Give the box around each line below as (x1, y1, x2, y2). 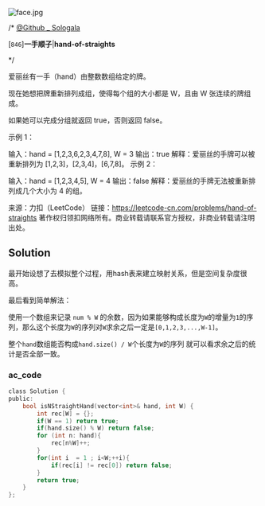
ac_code (8, 369, 42, 380)
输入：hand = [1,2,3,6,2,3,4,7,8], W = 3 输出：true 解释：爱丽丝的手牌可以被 (8, 150, 255, 158)
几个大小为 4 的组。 (21, 186, 87, 195)
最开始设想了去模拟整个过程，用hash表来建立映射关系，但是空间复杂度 (8, 268, 240, 278)
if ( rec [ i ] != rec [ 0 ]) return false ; (50, 461, 173, 469)
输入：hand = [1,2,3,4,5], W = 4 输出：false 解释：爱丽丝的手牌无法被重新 (8, 176, 249, 185)
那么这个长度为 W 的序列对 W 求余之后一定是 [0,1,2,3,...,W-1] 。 (21, 322, 223, 332)
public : (8, 395, 34, 403)
